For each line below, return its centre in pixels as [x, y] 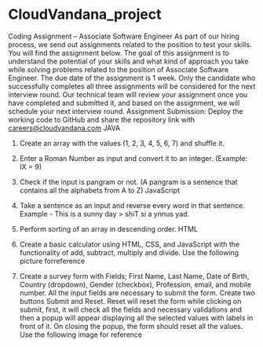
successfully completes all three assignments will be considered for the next [132, 86]
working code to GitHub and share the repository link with [102, 119]
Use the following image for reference [81, 334]
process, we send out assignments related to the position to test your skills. [130, 44]
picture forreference [52, 261]
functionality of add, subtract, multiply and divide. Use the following [129, 252]
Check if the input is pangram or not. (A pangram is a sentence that [128, 181]
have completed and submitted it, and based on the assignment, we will [124, 103]
